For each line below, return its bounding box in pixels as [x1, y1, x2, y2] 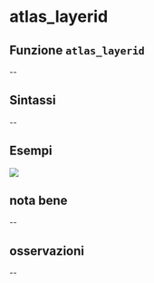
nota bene [9, 193, 68, 209]
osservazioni [9, 243, 84, 259]
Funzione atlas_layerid [9, 43, 145, 58]
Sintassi [9, 93, 56, 108]
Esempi [9, 143, 53, 159]
